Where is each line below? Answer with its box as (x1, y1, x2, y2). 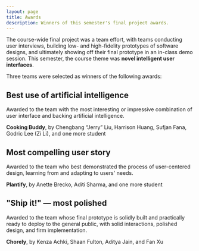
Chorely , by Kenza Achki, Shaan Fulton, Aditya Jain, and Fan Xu (6, 238, 164, 245)
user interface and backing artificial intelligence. (6, 112, 125, 120)
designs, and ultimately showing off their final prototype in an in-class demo (6, 49, 193, 56)
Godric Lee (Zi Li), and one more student (6, 130, 106, 137)
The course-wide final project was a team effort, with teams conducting (6, 36, 183, 43)
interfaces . (6, 61, 34, 68)
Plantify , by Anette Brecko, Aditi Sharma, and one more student (6, 181, 163, 188)
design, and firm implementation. (6, 227, 88, 234)
